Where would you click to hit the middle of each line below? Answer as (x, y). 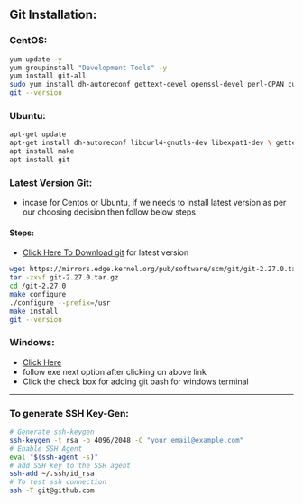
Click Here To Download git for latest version (106, 252)
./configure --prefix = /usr (60, 302)
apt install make (42, 151)
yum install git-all (48, 76)
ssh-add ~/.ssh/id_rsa (52, 474)
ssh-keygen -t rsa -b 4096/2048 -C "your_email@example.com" (127, 440)
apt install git (40, 160)
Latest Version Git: (51, 182)
